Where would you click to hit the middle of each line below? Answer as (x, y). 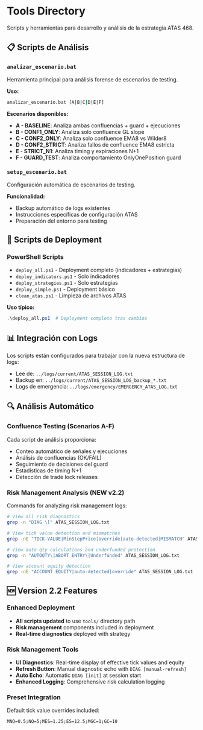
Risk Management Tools (43, 649)
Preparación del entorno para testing (61, 221)
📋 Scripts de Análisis (48, 47)
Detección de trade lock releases (57, 477)
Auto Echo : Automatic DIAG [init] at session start (78, 675)
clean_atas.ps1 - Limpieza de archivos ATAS (71, 296)
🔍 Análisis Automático (50, 406)
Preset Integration (34, 697)
